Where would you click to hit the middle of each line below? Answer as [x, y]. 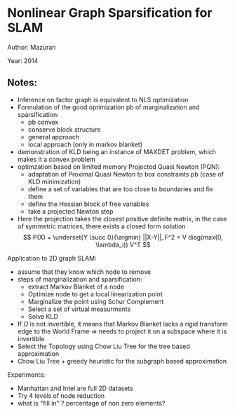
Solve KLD [43, 316]
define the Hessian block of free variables [88, 204]
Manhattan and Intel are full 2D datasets [75, 388]
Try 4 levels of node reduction [61, 395]
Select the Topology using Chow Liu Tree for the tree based [104, 346]
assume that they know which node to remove [84, 272]
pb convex [43, 122]
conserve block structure [64, 129]
